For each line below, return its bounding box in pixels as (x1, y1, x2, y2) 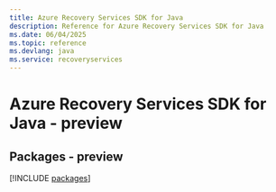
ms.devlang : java (9, 47, 75, 56)
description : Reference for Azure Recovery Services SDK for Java (9, 22, 264, 31)
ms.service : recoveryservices (9, 55, 124, 64)
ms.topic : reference (9, 38, 87, 48)
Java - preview (9, 114, 124, 133)
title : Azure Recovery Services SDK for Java (9, 13, 183, 23)
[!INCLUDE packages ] (9, 173, 91, 183)
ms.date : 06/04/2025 (9, 30, 87, 39)
